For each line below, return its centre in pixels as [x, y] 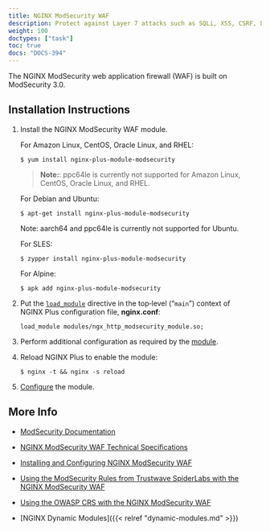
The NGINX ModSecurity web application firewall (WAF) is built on [118, 76]
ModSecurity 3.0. [37, 84]
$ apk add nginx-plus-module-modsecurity [90, 288]
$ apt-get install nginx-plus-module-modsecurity [105, 213]
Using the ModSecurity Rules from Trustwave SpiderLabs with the [129, 478]
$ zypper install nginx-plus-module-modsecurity [103, 258]
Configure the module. [57, 386]
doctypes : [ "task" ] [41, 38]
